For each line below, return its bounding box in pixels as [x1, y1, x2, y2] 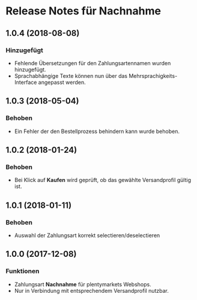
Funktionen [5, 267, 40, 275]
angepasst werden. [38, 78, 86, 86]
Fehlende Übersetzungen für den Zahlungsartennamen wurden [14, 59, 171, 66]
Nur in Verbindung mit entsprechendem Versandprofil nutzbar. [14, 287, 169, 294]
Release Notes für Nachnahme [5, 4, 162, 18]
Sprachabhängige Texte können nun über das [14, 72, 127, 79]
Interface [14, 78, 37, 86]
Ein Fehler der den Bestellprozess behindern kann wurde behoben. [14, 128, 180, 135]
